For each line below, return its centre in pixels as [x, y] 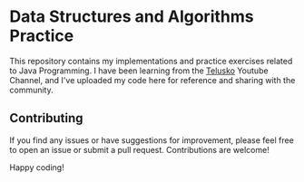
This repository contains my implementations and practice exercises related [151, 61]
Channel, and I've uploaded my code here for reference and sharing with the [152, 80]
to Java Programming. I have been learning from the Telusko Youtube [139, 71]
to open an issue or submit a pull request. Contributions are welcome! [139, 149]
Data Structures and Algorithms [132, 17]
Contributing [46, 118]
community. [31, 90]
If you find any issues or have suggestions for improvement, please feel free [152, 140]
